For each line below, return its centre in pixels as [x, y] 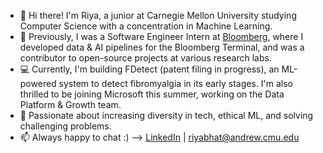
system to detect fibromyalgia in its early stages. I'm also [176, 83]
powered [38, 83]
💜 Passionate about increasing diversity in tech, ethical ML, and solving [166, 115]
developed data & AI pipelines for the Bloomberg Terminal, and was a [162, 47]
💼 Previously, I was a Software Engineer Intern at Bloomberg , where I [161, 36]
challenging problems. [65, 126]
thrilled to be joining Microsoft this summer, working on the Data [152, 94]
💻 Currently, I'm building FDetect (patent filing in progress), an [149, 69]
